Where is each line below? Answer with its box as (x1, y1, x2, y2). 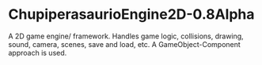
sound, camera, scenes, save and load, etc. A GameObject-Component (8, 39, 241, 49)
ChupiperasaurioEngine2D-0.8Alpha (8, 5, 255, 23)
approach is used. (8, 48, 67, 57)
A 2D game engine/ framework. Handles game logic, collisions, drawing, (8, 31, 244, 41)
